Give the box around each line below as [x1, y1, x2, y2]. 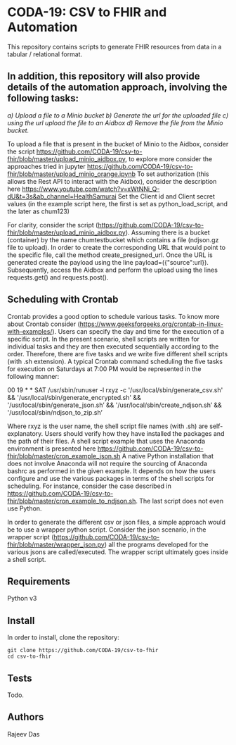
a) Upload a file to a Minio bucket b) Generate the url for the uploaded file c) [7, 111, 229, 120]
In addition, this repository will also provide [7, 70, 200, 82]
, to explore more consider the [125, 154, 213, 163]
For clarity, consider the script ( [7, 220, 98, 229]
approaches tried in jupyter [7, 162, 86, 170]
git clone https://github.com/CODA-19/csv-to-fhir [7, 647, 159, 654]
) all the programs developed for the [104, 540, 209, 549]
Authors [7, 711, 44, 723]
